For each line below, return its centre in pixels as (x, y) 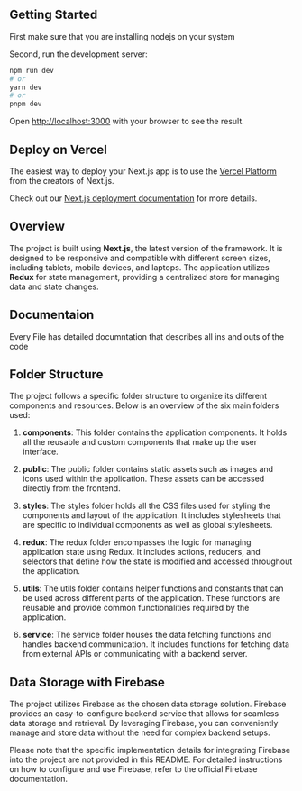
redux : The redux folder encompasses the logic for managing (137, 542)
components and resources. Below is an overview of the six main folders (144, 405)
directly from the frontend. (71, 488)
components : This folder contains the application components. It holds (155, 432)
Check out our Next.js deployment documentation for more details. (133, 198)
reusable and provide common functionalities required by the (136, 608)
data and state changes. (54, 286)
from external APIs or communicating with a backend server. (135, 654)
